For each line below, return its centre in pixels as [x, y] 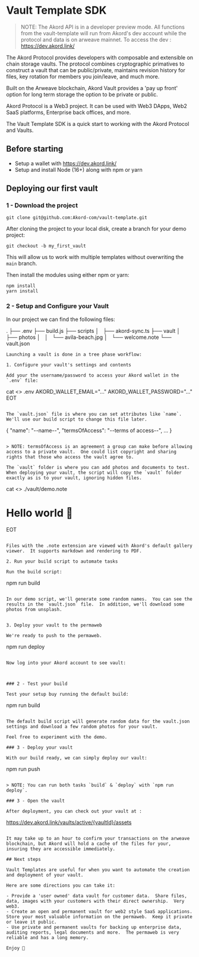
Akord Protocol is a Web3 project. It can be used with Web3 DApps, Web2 [97, 106]
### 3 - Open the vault [36, 801]
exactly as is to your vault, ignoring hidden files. [74, 478]
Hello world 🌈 [40, 513]
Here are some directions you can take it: [61, 885]
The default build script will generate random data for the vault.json [98, 721]
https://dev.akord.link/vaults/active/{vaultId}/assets [69, 822]
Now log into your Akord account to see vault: [66, 663]
